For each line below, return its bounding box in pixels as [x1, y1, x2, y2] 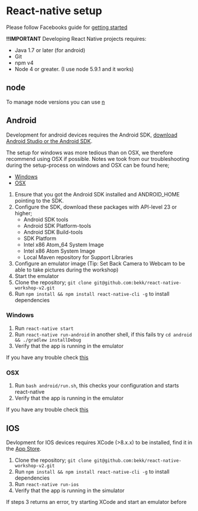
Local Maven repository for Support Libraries [23, 253, 134, 261]
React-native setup [6, 4, 102, 18]
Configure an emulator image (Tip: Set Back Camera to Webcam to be [14, 260, 185, 267]
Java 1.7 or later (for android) [14, 46, 86, 54]
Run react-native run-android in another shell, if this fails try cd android [14, 331, 192, 338]
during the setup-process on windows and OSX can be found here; [6, 161, 170, 169]
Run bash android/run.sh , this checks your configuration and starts [14, 382, 179, 389]
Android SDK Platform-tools [23, 222, 92, 229]
